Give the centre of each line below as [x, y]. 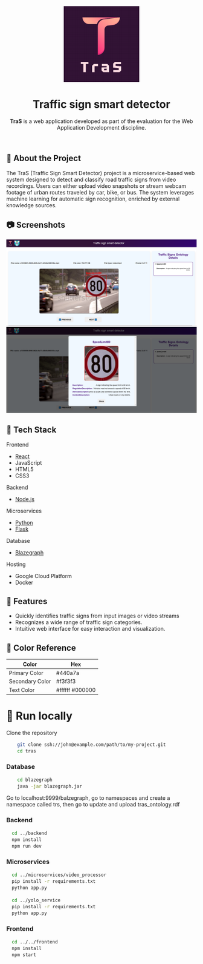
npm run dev [27, 846]
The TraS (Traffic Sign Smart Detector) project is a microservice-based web [101, 173]
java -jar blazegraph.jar [50, 786]
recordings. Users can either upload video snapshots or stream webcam [96, 186]
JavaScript [28, 462]
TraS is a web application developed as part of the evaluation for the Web [101, 121]
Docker [24, 582]
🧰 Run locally [39, 716]
